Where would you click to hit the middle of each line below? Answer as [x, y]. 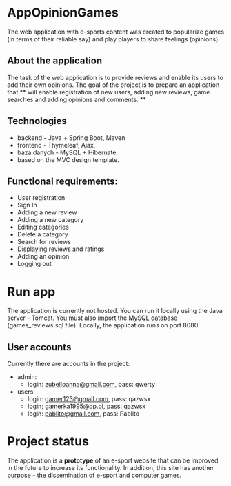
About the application [54, 61]
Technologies [37, 121]
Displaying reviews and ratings [61, 249]
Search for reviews [44, 242]
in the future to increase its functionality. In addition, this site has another [111, 468]
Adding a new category [50, 220]
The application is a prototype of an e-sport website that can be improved [113, 460]
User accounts [39, 347]
